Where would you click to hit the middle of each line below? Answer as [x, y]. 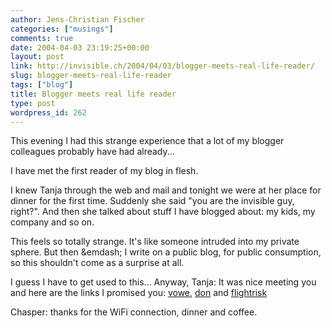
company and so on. [52, 222]
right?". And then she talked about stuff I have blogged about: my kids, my [163, 212]
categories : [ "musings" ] [62, 29]
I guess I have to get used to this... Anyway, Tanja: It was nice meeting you [163, 282]
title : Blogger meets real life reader [93, 94]
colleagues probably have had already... [92, 152]
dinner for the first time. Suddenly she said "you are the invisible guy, [152, 201]
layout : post [37, 57]
